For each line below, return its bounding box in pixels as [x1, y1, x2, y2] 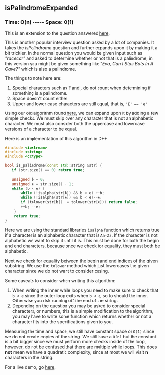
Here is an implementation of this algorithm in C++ [5, 135, 107, 141]
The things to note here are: [5, 75, 62, 81]
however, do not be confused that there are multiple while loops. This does [5, 344, 157, 350]
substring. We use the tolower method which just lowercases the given [5, 262, 149, 268]
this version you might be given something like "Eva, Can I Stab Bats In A [5, 60, 154, 66]
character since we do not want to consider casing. [5, 268, 109, 274]
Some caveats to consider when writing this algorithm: [5, 277, 116, 283]
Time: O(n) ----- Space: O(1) [5, 19, 74, 26]
